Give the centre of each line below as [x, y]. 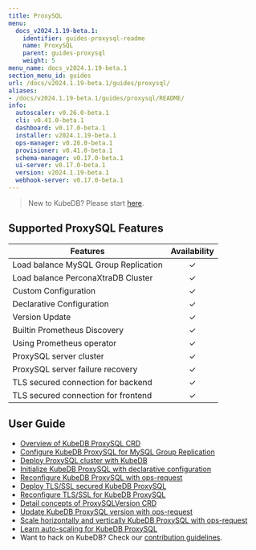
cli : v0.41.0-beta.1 [50, 121]
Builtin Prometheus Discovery [68, 330]
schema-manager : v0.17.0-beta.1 [70, 158]
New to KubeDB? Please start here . [86, 203]
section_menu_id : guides [50, 76]
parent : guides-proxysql [64, 53]
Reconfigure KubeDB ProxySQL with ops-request [101, 477]
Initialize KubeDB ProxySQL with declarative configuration [116, 469]
